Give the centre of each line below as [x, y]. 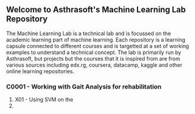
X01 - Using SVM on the [44, 100]
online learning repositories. [40, 71]
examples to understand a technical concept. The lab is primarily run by [94, 52]
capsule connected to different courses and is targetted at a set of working [98, 46]
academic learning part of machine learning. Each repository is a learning [96, 39]
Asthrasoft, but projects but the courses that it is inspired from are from [93, 58]
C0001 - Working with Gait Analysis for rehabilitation [84, 87]
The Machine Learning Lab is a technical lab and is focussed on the [89, 33]
